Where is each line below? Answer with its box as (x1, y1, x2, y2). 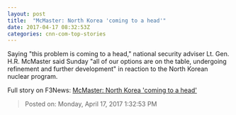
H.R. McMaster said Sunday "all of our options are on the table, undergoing (7, 57, 227, 66)
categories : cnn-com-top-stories (7, 30, 106, 38)
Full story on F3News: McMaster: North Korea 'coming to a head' (7, 86, 197, 94)
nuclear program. (7, 72, 58, 81)
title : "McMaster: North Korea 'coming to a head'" (7, 17, 167, 24)
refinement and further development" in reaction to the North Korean (7, 65, 208, 73)
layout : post (7, 10, 46, 18)
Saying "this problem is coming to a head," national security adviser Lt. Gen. (7, 50, 230, 58)
